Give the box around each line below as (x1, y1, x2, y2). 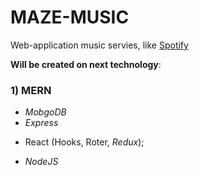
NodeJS (24, 156, 59, 168)
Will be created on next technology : (10, 58, 162, 70)
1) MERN (10, 83, 52, 97)
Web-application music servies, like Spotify (10, 39, 189, 51)
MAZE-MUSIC (10, 6, 130, 29)
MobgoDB (24, 106, 67, 118)
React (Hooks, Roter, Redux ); (24, 136, 145, 148)
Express (24, 117, 59, 129)
